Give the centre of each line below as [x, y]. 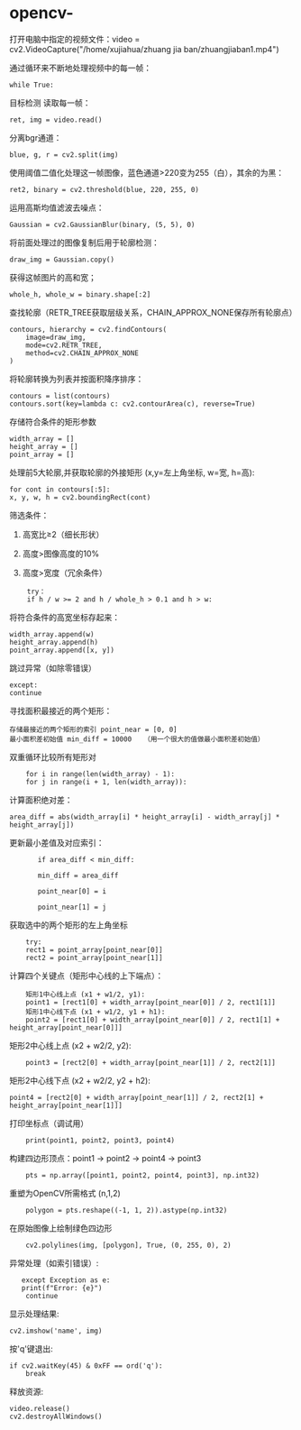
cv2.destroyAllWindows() [56, 1416]
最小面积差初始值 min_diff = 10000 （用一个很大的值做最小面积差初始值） [137, 739]
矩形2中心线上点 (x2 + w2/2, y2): [70, 1045]
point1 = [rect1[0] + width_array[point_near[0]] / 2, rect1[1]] [151, 1002]
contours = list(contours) [60, 396]
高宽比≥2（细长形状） [63, 534]
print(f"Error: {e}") [62, 1288]
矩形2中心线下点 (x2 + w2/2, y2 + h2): [80, 1080]
